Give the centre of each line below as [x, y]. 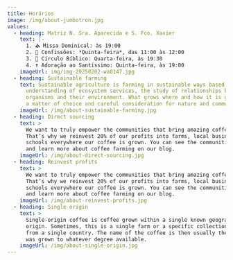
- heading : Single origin [51, 207]
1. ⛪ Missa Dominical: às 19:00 [73, 46]
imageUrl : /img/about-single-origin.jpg [79, 246]
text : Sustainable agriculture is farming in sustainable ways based [122, 85]
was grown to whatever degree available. [86, 239]
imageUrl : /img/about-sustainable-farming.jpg [88, 110]
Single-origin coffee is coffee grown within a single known [116, 220]
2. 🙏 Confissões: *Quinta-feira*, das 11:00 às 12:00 [105, 53]
